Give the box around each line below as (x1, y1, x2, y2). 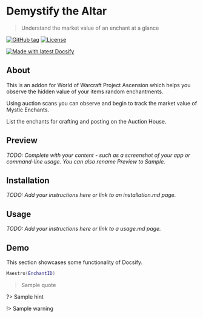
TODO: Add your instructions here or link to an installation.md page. (6, 191, 176, 199)
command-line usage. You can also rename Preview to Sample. (6, 157, 165, 165)
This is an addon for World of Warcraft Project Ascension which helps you (6, 81, 191, 88)
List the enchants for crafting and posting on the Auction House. (6, 118, 167, 125)
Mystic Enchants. (6, 106, 50, 113)
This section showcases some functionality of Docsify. (6, 259, 143, 266)
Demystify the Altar (6, 4, 107, 18)
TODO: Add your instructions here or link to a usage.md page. (6, 225, 162, 233)
